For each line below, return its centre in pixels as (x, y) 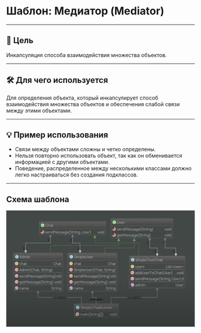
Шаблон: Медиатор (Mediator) (85, 11)
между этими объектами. (39, 110)
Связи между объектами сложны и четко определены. (85, 149)
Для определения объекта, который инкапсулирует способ (82, 98)
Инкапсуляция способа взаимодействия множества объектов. (87, 55)
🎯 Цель (20, 40)
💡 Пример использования (57, 135)
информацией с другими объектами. (62, 162)
